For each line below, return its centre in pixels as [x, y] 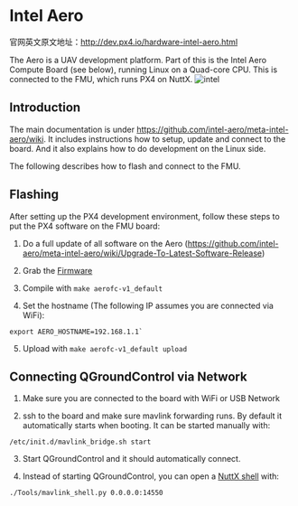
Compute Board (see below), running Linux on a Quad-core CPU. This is [144, 70]
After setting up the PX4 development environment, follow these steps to [144, 216]
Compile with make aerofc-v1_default [93, 288]
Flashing [34, 195]
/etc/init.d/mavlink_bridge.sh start [80, 442]
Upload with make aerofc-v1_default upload [105, 348]
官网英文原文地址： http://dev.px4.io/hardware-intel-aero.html [124, 42]
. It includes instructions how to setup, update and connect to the [165, 139]
